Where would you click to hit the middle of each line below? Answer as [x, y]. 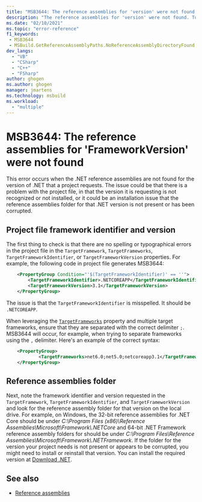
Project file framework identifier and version [91, 230]
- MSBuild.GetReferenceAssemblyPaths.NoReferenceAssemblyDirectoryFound [102, 46]
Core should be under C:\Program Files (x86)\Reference [76, 421]
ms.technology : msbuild [36, 96]
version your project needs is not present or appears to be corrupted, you [97, 447]
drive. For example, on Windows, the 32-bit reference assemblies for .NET [98, 415]
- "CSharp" [25, 62]
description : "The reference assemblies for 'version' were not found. [98, 17]
